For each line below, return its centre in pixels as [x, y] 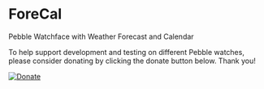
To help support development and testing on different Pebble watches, [127, 52]
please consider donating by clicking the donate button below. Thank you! [132, 61]
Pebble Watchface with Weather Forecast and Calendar [101, 36]
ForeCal [35, 14]
